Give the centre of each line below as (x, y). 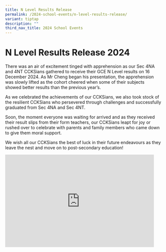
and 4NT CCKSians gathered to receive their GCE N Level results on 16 (78, 72)
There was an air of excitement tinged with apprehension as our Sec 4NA (80, 66)
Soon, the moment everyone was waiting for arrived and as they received (80, 117)
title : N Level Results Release (38, 10)
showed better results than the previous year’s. (53, 88)
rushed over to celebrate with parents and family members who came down (83, 128)
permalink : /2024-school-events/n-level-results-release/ (66, 14)
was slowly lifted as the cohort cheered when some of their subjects (75, 82)
